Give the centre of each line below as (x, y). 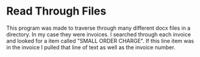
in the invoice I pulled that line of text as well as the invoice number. (91, 47)
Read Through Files (56, 11)
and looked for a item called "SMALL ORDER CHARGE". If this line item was (100, 41)
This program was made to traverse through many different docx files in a (98, 28)
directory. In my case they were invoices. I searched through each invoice (99, 34)
